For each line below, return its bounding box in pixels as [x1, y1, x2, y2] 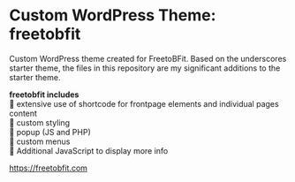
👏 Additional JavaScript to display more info [9, 145, 169, 155]
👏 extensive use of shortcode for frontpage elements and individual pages [9, 98, 280, 109]
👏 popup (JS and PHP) [9, 126, 91, 137]
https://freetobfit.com [9, 163, 88, 173]
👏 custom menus [9, 136, 71, 147]
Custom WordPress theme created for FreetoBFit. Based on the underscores [9, 53, 287, 64]
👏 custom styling [9, 117, 71, 128]
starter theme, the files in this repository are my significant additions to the [9, 63, 281, 73]
